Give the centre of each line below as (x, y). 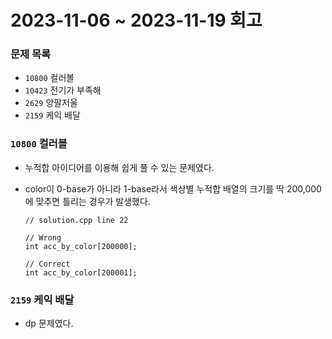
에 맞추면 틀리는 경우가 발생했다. (87, 201)
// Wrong (43, 237)
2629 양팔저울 (51, 103)
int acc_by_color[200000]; (81, 246)
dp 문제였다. (49, 323)
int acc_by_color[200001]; (81, 272)
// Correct (47, 264)
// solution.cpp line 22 (76, 220)
